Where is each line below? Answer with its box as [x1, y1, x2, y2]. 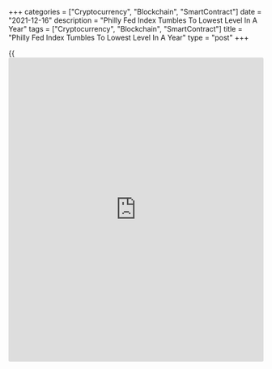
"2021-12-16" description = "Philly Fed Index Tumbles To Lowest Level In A [8, 15, 257, 25]
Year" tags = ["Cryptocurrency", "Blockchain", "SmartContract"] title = [8, 24, 243, 33]
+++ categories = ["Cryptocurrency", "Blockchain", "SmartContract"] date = [8, 7, 262, 16]
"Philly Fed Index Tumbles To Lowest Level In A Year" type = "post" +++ [8, 32, 249, 42]
